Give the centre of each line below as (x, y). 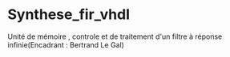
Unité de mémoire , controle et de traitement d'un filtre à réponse (115, 36)
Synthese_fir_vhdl (69, 15)
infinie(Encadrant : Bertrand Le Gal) (66, 44)
